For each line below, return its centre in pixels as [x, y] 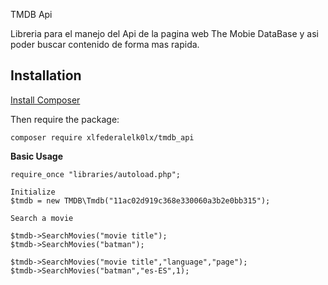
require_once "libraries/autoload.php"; [96, 174]
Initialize [33, 192]
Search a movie [42, 218]
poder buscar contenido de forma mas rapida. [105, 44]
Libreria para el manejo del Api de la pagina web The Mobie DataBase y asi [165, 33]
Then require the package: [65, 119]
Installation [46, 75]
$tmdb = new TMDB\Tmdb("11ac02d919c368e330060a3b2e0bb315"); [140, 200]
